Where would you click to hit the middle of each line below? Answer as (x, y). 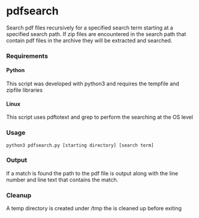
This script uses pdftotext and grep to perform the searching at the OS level (100, 117)
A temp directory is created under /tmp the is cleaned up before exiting (94, 208)
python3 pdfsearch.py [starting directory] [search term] (80, 145)
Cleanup (19, 195)
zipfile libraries (25, 90)
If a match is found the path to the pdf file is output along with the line (92, 173)
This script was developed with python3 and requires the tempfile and (93, 84)
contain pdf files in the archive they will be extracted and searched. (89, 40)
